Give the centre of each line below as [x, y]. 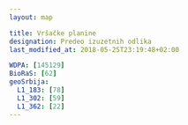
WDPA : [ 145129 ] [37, 66]
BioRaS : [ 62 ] [33, 74]
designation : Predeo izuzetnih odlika [80, 41]
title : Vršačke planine [53, 33]
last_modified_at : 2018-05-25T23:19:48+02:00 [94, 49]
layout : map [31, 17]
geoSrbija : [29, 82]
